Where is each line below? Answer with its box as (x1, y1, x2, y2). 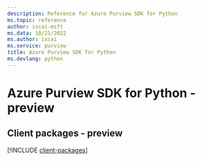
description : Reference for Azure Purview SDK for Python (7, 10, 178, 17)
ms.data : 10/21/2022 (7, 29, 67, 37)
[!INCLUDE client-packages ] (7, 146, 88, 154)
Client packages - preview (7, 128, 123, 139)
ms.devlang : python (7, 56, 64, 62)
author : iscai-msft (7, 23, 64, 30)
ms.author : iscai (7, 36, 57, 43)
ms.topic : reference (7, 17, 67, 24)
